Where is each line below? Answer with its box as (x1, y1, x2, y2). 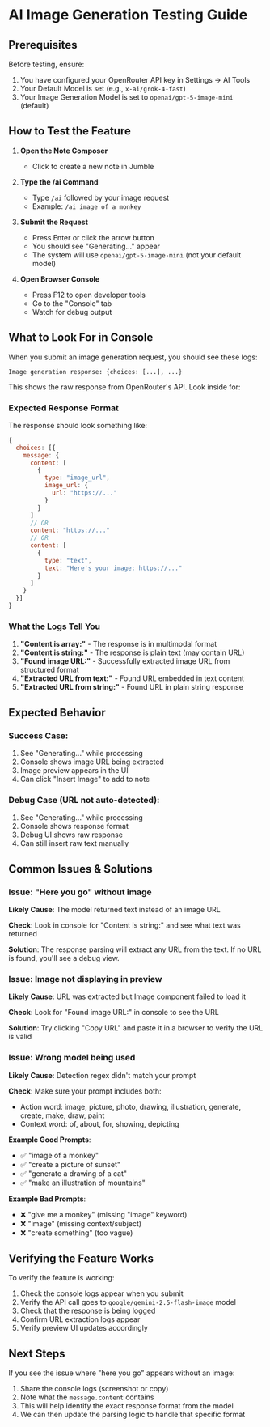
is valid (8, 1032, 32, 1042)
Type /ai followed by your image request (32, 193, 170, 202)
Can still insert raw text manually (19, 839, 129, 848)
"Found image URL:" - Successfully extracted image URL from (19, 656, 230, 666)
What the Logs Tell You (8, 621, 101, 632)
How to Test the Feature (8, 124, 131, 138)
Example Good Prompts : (8, 1135, 91, 1145)
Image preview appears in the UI (19, 766, 129, 775)
